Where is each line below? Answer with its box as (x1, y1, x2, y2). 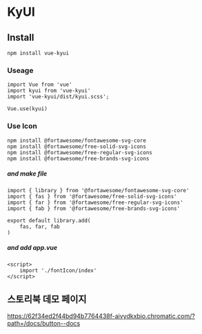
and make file (7, 169, 48, 178)
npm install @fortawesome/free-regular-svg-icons (7, 149, 153, 156)
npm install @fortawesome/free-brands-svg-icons (7, 155, 150, 162)
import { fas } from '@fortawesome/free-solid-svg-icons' (7, 193, 177, 200)
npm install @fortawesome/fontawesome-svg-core (7, 137, 147, 144)
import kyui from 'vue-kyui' (7, 87, 91, 94)
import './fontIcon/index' (19, 267, 97, 274)
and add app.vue (7, 244, 58, 252)
